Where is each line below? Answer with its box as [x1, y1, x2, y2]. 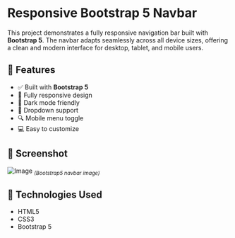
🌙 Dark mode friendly [17, 98, 80, 107]
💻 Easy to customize [17, 124, 80, 132]
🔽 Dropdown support [17, 106, 79, 114]
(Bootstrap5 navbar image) [34, 169, 100, 176]
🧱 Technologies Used [7, 188, 102, 200]
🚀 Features [7, 64, 56, 76]
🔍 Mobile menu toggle [17, 113, 84, 122]
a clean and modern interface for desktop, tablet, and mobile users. [7, 43, 203, 52]
